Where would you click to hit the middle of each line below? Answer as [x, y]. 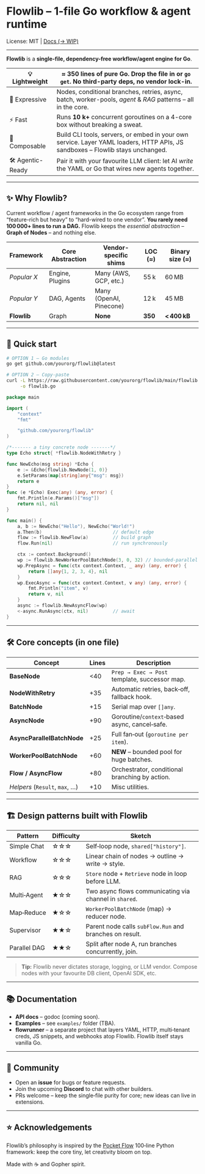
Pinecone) [109, 306]
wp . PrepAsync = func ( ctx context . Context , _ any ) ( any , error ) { [102, 566]
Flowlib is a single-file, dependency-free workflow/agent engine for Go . [99, 59]
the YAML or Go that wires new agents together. [125, 169]
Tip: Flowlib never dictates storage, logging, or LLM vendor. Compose [109, 967]
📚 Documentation [42, 999]
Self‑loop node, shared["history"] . [136, 846]
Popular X [23, 277]
